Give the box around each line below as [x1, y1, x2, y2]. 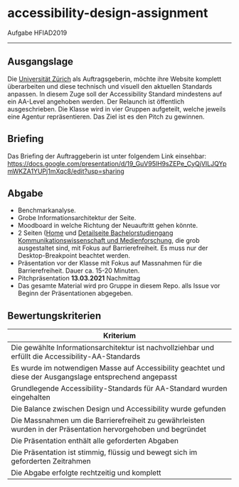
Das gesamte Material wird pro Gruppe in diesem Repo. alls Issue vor [17, 282, 221, 290]
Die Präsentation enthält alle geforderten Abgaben [11, 436, 179, 446]
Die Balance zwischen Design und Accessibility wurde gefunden [11, 404, 226, 414]
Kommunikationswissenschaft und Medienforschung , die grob [17, 236, 201, 245]
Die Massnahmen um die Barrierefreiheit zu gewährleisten [11, 415, 205, 425]
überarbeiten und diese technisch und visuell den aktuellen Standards [7, 82, 213, 90]
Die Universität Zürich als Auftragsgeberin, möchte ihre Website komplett [7, 75, 222, 83]
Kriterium [102, 331, 137, 341]
